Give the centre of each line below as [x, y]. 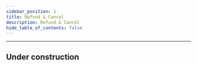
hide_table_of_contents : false [44, 28]
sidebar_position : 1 [31, 11]
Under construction [43, 57]
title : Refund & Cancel [35, 17]
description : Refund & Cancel [43, 22]
